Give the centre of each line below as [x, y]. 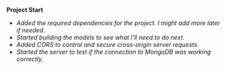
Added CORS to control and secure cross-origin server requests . [108, 45]
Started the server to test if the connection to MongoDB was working [113, 52]
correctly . [30, 59]
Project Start [25, 10]
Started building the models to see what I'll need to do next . [101, 37]
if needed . [31, 30]
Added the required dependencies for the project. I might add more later [118, 23]
